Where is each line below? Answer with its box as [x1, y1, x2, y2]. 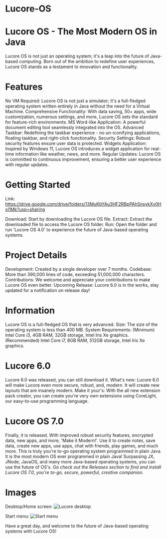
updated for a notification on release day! [5, 287, 90, 293]
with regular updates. [5, 162, 49, 168]
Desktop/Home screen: [5, 503, 53, 509]
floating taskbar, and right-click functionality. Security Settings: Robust [5, 135, 151, 141]
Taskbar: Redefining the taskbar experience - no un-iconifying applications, [5, 130, 161, 136]
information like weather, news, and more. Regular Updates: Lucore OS [15, 151, 161, 157]
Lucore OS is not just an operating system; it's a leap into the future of [5, 53, 150, 59]
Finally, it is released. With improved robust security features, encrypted [5, 432, 154, 438]
